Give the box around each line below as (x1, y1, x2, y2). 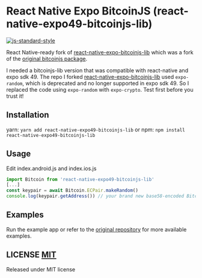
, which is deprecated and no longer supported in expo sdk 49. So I (22, 80, 189, 87)
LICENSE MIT (6, 250, 57, 260)
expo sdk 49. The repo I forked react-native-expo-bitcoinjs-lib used (6, 73, 174, 80)
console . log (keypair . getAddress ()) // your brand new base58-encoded (6, 193, 185, 200)
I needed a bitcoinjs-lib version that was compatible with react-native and (6, 66, 188, 74)
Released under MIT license (6, 265, 76, 273)
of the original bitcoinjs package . (6, 55, 88, 62)
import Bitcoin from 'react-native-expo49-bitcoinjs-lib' (6, 176, 155, 182)
